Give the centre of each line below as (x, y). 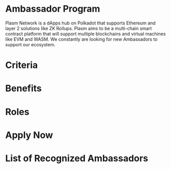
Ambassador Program (53, 9)
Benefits (24, 88)
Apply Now (29, 135)
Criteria (22, 65)
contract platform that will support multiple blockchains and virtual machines (85, 34)
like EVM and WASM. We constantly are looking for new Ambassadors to (81, 39)
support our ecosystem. (31, 44)
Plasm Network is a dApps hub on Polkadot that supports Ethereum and (81, 23)
